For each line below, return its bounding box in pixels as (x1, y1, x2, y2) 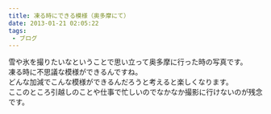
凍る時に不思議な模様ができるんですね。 (8, 67, 143, 77)
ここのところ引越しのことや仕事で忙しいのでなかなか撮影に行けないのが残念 (8, 88, 263, 97)
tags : (8, 26, 27, 35)
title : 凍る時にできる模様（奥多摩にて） (8, 11, 131, 20)
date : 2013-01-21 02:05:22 (8, 19, 99, 27)
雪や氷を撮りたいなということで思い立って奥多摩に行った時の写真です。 (8, 57, 248, 67)
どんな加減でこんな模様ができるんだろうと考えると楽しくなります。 (8, 77, 234, 87)
